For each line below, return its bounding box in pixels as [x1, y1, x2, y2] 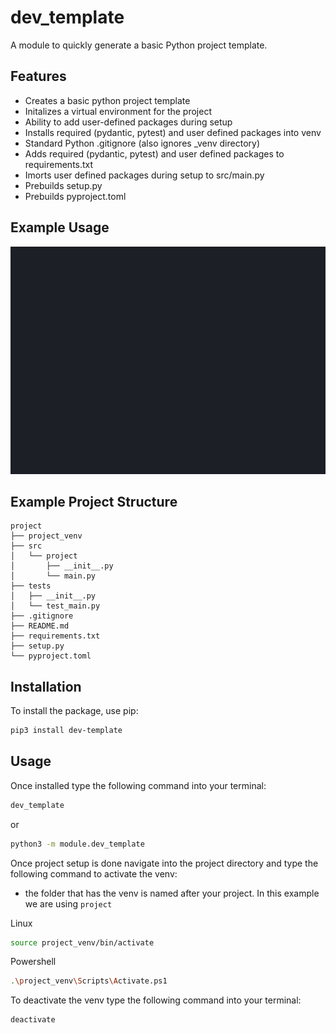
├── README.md [10, 621, 70, 631]
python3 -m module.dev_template [10, 839, 145, 849]
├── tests [10, 581, 52, 591]
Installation [10, 678, 82, 695]
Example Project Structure [10, 493, 178, 510]
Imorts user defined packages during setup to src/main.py [24, 169, 265, 181]
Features [10, 68, 67, 85]
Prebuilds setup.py [24, 179, 103, 191]
